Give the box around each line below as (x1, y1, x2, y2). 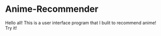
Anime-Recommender (5, 3, 99, 15)
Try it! (5, 25, 17, 31)
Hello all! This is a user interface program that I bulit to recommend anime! (5, 20, 157, 26)
